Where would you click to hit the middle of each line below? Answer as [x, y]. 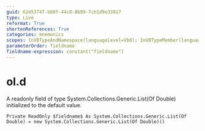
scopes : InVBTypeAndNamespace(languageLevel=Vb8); [72, 40]
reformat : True [26, 23]
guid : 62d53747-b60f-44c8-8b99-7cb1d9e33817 [64, 12]
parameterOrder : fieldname [41, 46]
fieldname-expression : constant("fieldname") [65, 52]
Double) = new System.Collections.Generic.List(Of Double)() [86, 122]
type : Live [20, 18]
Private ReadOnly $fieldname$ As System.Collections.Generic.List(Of [97, 116]
